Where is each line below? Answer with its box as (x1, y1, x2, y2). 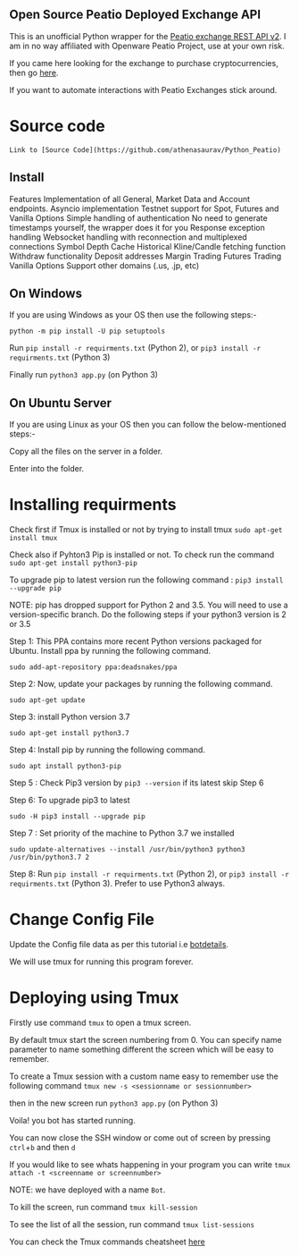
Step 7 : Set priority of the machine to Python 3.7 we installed (9, 827, 235, 839)
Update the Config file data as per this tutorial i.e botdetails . (9, 939, 229, 950)
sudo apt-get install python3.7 (9, 729, 129, 738)
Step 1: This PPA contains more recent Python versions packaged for (9, 636, 262, 647)
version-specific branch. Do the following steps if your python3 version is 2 (9, 609, 287, 620)
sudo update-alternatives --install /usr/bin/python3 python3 (9, 845, 245, 854)
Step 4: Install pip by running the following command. (9, 744, 205, 755)
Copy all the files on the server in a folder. (9, 446, 163, 457)
